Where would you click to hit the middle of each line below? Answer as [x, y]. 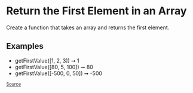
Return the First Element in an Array [96, 11]
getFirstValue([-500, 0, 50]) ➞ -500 [59, 73]
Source [14, 84]
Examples [25, 46]
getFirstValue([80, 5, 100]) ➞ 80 [54, 67]
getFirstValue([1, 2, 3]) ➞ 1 [47, 60]
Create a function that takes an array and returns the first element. [88, 27]
